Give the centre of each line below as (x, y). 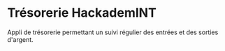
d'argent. (20, 39)
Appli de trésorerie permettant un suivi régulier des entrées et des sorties (113, 32)
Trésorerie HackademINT (82, 13)
